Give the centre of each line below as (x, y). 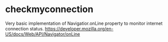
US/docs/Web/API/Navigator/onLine (43, 34)
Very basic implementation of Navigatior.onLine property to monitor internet (84, 23)
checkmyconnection (49, 9)
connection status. (24, 28)
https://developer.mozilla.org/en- (79, 28)
